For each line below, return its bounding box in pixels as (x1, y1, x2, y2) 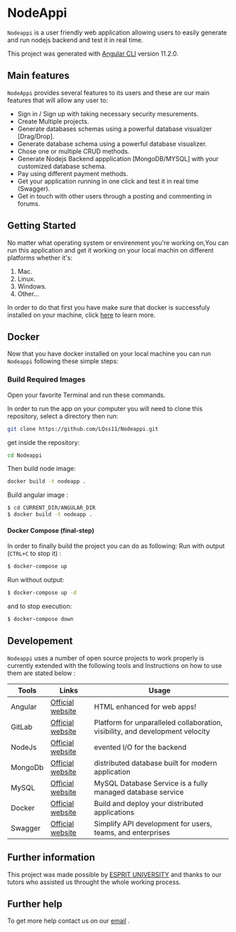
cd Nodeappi (7, 452, 42, 459)
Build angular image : (7, 491, 69, 499)
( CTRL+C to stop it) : (7, 549, 62, 558)
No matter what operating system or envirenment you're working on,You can (7, 238, 229, 247)
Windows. (17, 282, 47, 290)
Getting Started (7, 220, 77, 232)
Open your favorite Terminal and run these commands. (7, 391, 166, 399)
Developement (7, 635, 73, 647)
